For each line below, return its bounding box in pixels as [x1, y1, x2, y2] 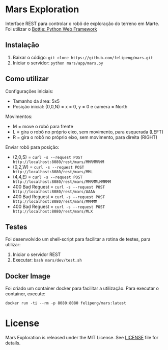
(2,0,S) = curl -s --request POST [12, 154, 83, 160]
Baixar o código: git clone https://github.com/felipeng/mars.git [12, 54, 153, 60]
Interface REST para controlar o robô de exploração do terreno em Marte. [5, 20, 159, 27]
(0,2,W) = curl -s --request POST [12, 164, 85, 170]
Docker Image [5, 272, 51, 281]
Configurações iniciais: [5, 88, 53, 94]
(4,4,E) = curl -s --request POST [12, 174, 83, 180]
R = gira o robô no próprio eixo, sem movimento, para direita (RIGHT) [12, 134, 158, 140]
